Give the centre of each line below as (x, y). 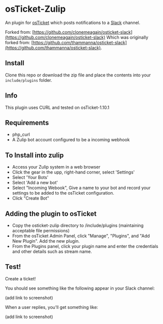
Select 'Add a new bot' (35, 183)
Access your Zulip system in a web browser (56, 167)
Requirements (27, 123)
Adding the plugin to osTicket (51, 213)
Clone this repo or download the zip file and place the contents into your (78, 75)
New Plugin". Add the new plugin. (46, 241)
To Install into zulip (35, 155)
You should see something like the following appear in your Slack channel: (80, 288)
